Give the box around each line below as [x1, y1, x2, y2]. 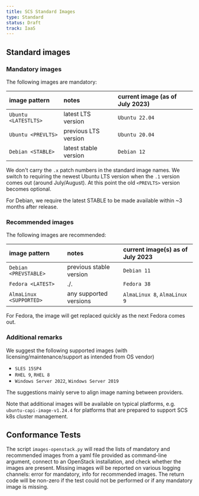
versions [67, 297, 91, 305]
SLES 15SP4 [14, 366, 42, 372]
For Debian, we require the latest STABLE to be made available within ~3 [6, 197, 182, 204]
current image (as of [117, 92, 177, 101]
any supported [67, 290, 108, 298]
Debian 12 [117, 148, 146, 155]
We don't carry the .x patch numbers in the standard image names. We [6, 167, 180, 174]
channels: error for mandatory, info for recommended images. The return [6, 471, 185, 478]
